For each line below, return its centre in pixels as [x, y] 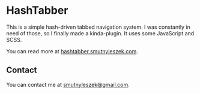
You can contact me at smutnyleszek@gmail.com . [68, 84]
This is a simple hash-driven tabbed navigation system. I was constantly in [98, 27]
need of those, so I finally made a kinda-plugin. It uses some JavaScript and [100, 33]
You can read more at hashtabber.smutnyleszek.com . [72, 51]
